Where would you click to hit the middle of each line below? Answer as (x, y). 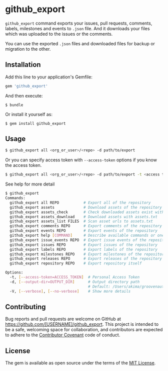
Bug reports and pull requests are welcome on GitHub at (63, 319)
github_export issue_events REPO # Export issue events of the (78, 240)
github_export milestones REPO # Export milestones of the (76, 254)
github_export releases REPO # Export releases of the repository (86, 259)
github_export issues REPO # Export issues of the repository (83, 245)
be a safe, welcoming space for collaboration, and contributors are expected (84, 330)
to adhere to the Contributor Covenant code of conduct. (63, 335)
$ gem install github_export (35, 123)
